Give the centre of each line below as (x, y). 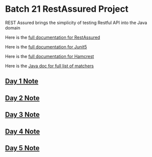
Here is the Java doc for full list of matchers (49, 66)
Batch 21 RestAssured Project (67, 9)
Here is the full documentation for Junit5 (46, 47)
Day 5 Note (22, 148)
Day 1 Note (22, 81)
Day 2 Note (22, 98)
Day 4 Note (23, 131)
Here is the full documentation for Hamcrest (50, 56)
